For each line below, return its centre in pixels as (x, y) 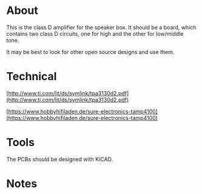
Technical (32, 77)
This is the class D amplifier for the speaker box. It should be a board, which (101, 27)
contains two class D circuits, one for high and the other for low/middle (95, 33)
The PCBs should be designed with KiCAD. (60, 159)
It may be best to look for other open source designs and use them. (90, 52)
